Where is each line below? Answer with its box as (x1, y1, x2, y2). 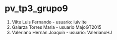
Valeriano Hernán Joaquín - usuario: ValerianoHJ (11, 29, 113, 35)
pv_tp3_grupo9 (4, 3, 68, 14)
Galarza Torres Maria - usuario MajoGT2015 (11, 24, 102, 30)
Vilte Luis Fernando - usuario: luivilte (11, 19, 87, 25)
